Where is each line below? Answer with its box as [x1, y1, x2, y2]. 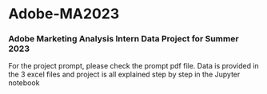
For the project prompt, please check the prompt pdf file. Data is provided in [8, 61, 260, 71]
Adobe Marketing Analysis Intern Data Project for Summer [8, 33, 239, 45]
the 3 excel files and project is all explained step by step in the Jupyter [8, 69, 241, 80]
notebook [8, 78, 40, 88]
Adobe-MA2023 [8, 5, 120, 23]
